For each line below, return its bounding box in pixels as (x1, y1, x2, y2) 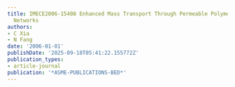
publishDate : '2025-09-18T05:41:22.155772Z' (7, 50, 139, 57)
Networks (13, 17, 39, 24)
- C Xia (7, 29, 30, 37)
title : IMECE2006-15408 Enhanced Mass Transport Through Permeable (7, 10, 208, 18)
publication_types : (7, 56, 64, 63)
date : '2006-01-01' (7, 43, 64, 50)
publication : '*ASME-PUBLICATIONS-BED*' (7, 69, 127, 76)
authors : (7, 23, 33, 30)
